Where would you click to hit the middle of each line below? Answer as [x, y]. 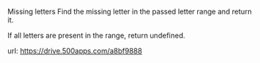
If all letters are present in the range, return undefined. [97, 35]
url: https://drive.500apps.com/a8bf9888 [75, 51]
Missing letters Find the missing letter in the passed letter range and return [130, 12]
